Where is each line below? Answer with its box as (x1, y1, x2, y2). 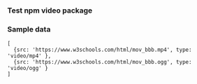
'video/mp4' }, (7, 52, 52, 59)
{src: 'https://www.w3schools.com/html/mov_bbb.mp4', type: (13, 46, 192, 54)
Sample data (7, 24, 51, 34)
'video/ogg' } (7, 65, 49, 72)
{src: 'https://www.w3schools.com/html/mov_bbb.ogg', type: (13, 59, 192, 66)
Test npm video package (7, 6, 93, 15)
